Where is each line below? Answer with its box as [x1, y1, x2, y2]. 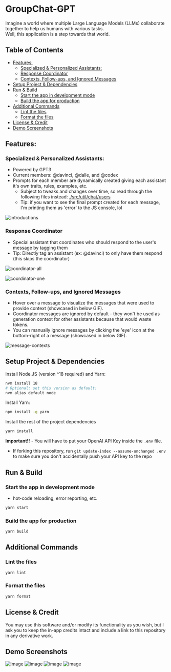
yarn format [5, 594, 31, 599]
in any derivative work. [5, 633, 53, 639]
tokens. [12, 321, 29, 328]
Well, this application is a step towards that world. [5, 31, 110, 37]
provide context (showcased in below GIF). [12, 306, 103, 312]
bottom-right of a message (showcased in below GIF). [12, 333, 127, 339]
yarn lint [5, 570, 27, 575]
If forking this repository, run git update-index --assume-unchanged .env [12, 448, 166, 454]
